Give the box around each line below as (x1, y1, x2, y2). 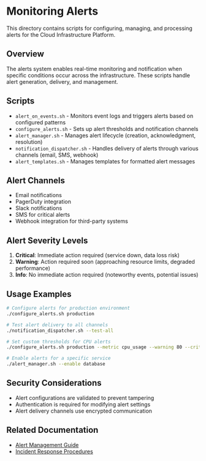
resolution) (15, 138, 43, 145)
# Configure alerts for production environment (6, 305, 131, 311)
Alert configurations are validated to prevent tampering (15, 394, 154, 402)
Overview (6, 49, 45, 59)
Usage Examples (6, 289, 72, 299)
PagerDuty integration (15, 198, 72, 206)
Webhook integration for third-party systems (15, 217, 129, 225)
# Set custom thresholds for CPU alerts (6, 339, 112, 345)
